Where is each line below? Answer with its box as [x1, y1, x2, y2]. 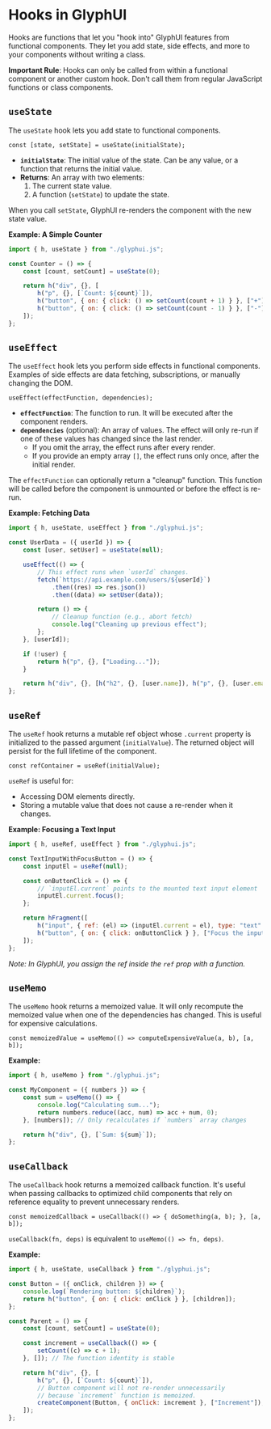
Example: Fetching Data [8, 508, 90, 518]
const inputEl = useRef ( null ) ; [23, 862, 128, 870]
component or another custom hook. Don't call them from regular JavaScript [8, 74, 263, 83]
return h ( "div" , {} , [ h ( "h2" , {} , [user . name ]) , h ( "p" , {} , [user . [23, 679, 255, 688]
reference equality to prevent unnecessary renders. [8, 1197, 180, 1207]
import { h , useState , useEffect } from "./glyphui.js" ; [8, 524, 204, 532]
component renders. [19, 416, 89, 426]
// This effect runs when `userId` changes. [37, 568, 190, 576]
